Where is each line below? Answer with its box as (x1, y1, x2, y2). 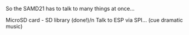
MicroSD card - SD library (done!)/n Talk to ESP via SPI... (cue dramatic (5, 17, 183, 23)
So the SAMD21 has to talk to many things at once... (5, 5, 135, 12)
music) (5, 23, 23, 30)
